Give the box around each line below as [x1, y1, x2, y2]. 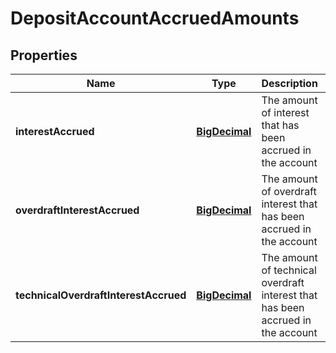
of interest [261, 106, 310, 119]
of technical [261, 263, 317, 277]
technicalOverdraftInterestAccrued [15, 288, 187, 302]
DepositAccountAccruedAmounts [10, 7, 300, 30]
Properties [10, 47, 78, 64]
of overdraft [261, 185, 317, 198]
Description [261, 77, 318, 90]
